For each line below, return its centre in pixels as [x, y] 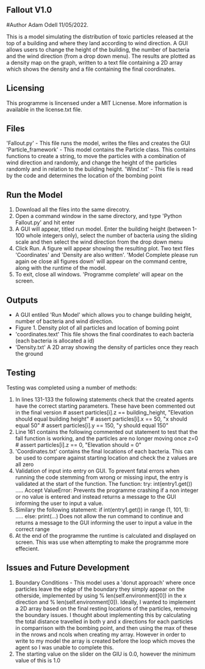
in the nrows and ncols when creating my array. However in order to [100, 634]
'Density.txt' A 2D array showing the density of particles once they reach [106, 347]
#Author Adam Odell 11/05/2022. [47, 24]
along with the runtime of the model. [61, 268]
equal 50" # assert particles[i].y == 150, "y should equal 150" [92, 425]
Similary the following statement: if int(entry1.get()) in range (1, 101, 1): [103, 510]
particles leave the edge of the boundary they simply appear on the [100, 589]
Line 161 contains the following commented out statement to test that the [106, 432]
